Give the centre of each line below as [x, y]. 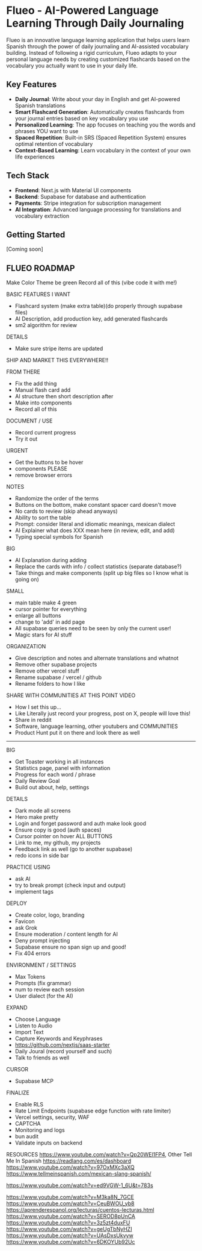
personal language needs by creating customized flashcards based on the [98, 59]
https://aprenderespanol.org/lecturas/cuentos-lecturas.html [80, 1210]
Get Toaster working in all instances [59, 762]
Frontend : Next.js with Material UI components [73, 190]
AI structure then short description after [64, 397]
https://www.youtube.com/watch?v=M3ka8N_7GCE [70, 1197]
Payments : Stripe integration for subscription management [88, 203]
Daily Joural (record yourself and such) [63, 1052]
